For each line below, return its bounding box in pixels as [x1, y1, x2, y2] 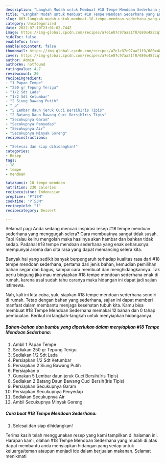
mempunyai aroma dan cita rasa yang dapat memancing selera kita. [5, 247, 142, 252]
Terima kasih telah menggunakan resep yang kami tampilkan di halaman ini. [5, 432, 158, 438]
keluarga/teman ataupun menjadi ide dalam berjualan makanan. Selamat [5, 448, 151, 454]
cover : [5, 53, 19, 58]
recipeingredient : [5, 76, 43, 81]
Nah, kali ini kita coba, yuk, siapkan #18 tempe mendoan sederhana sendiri [5, 292, 157, 298]
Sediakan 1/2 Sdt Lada [12, 352, 58, 358]
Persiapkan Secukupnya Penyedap [12, 389, 83, 395]
